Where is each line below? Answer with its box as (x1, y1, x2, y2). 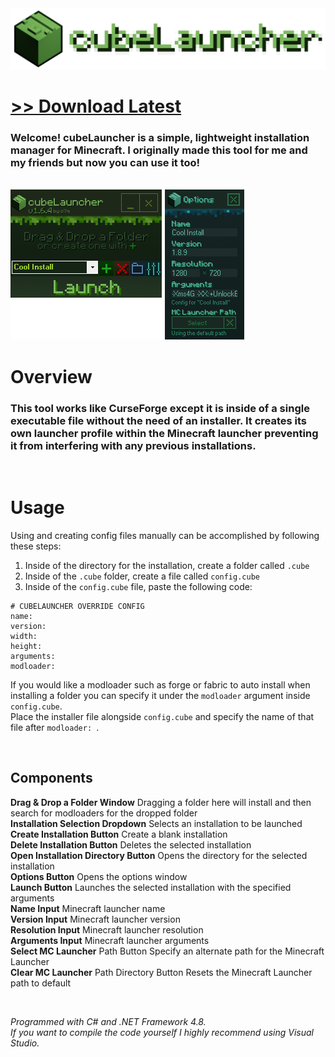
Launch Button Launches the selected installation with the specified (10, 881, 292, 893)
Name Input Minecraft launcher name (10, 902, 166, 914)
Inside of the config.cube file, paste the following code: (24, 580, 253, 592)
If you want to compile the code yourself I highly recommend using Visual (10, 1026, 314, 1038)
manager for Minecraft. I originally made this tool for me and (10, 143, 308, 157)
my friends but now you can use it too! (10, 156, 201, 170)
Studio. (10, 1037, 40, 1049)
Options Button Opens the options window (10, 870, 188, 882)
